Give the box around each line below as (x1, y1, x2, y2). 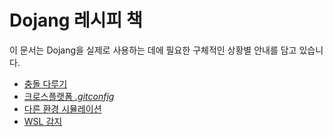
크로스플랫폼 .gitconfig (23, 90, 115, 102)
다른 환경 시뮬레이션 (23, 102, 102, 115)
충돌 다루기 (23, 77, 68, 90)
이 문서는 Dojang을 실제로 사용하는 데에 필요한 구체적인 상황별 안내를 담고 (9, 44, 297, 56)
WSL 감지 (23, 115, 63, 127)
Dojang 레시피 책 (9, 9, 143, 32)
